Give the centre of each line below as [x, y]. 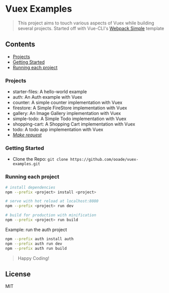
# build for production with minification [51, 215]
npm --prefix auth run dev [34, 244]
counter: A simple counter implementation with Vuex [67, 103]
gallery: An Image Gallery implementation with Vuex [67, 113]
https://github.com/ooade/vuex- [104, 160]
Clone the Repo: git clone [40, 159]
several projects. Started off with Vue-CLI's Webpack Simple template [91, 28]
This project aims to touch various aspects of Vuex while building [86, 23]
